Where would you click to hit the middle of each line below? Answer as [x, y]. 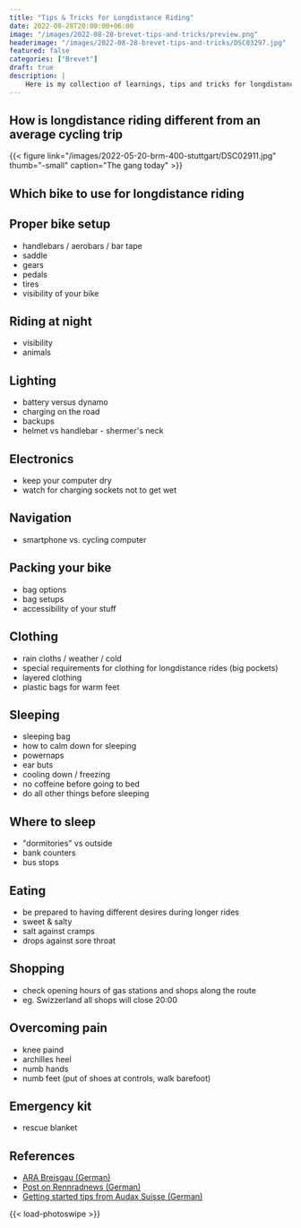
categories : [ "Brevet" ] [54, 59]
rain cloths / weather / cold [72, 658]
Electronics [42, 459]
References [42, 1156]
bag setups [43, 599]
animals [37, 352]
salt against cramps [59, 931]
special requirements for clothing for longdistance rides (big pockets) [150, 667]
